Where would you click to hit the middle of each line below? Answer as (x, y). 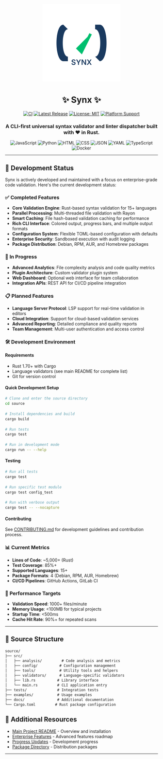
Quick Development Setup (32, 387)
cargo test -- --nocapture (32, 508)
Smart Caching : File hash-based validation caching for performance (81, 218)
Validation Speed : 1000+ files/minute (49, 604)
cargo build (17, 419)
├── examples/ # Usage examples (49, 695)
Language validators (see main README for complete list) (70, 371)
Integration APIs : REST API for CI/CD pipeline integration (69, 283)
